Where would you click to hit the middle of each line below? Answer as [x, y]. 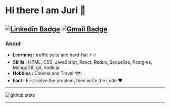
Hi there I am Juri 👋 [46, 10]
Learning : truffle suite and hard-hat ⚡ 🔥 [54, 55]
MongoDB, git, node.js [36, 67]
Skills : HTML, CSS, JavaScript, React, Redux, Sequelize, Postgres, [82, 62]
